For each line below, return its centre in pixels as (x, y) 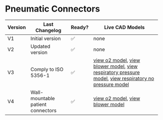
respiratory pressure (116, 72)
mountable (43, 98)
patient (39, 104)
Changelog (49, 30)
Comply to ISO (47, 69)
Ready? (80, 27)
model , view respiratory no (124, 78)
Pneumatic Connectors (53, 9)
